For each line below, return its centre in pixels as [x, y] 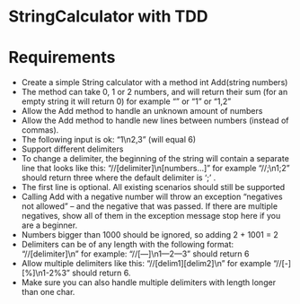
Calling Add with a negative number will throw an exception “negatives [152, 197]
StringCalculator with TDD [108, 17]
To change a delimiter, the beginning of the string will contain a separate [155, 159]
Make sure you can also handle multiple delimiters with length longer [148, 282]
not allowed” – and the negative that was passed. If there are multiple [150, 206]
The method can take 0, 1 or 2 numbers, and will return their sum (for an [154, 92]
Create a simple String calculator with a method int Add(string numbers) [154, 83]
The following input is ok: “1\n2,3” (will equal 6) [109, 140]
